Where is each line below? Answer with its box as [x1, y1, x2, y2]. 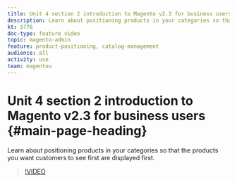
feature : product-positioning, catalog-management [7, 43, 159, 50]
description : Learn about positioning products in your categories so [7, 17, 219, 24]
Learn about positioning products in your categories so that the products [7, 145, 219, 155]
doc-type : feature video [7, 30, 80, 37]
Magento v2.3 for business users [7, 108, 206, 124]
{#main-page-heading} [7, 122, 147, 138]
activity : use [7, 56, 49, 63]
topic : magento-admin [7, 37, 71, 44]
